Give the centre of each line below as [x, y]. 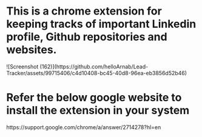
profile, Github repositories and [87, 37]
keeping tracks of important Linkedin [101, 24]
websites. [32, 50]
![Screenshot [22, 66]
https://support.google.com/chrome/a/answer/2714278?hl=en [84, 127]
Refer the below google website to [94, 98]
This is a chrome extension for [84, 11]
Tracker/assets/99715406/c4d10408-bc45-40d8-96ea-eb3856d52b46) [96, 73]
